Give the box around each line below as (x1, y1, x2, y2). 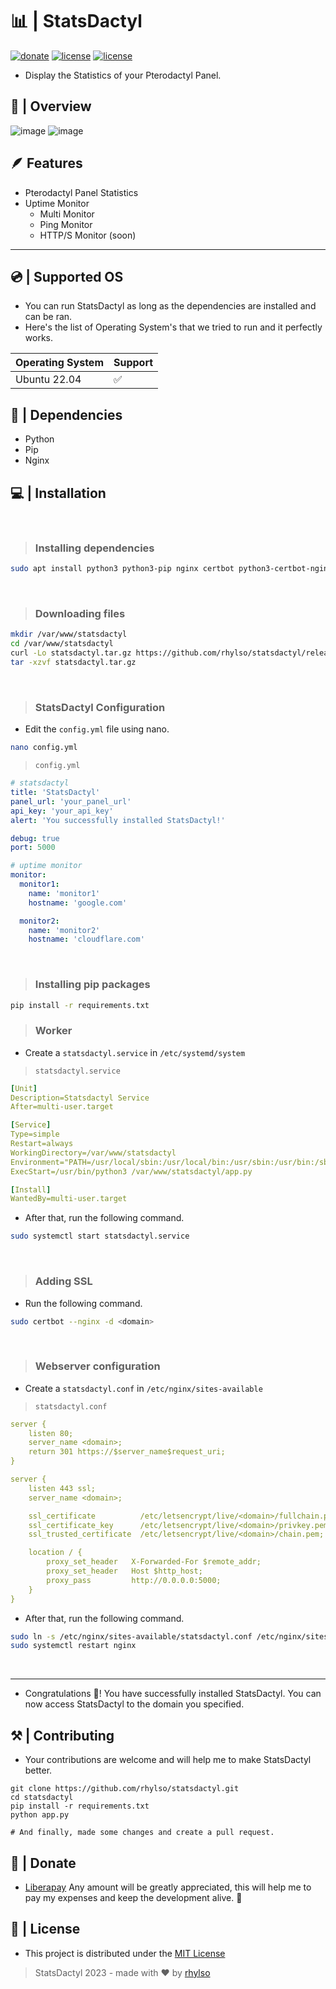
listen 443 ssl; (28, 1483, 97, 1493)
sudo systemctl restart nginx (10, 1641, 137, 1651)
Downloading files (34, 607, 126, 621)
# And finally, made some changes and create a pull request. (10, 1828, 275, 1838)
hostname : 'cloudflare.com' (28, 934, 145, 945)
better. (24, 1764, 53, 1777)
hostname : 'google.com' (28, 898, 128, 908)
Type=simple (10, 1129, 60, 1140)
